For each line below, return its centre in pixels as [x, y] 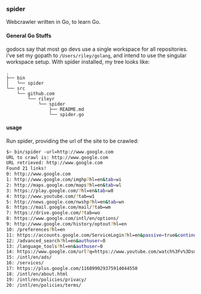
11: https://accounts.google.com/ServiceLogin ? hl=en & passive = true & [92, 235]
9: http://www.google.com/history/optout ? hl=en [67, 224]
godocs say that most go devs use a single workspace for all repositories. [97, 49]
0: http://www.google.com [38, 174]
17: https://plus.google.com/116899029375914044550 [72, 269]
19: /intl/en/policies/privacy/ [46, 280]
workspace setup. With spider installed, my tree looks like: [78, 62]
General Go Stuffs [29, 35]
